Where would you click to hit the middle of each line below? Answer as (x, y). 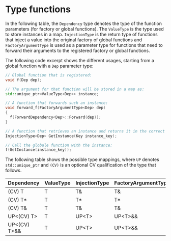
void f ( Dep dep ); (24, 80)
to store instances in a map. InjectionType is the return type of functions (81, 34)
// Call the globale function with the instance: (59, 145)
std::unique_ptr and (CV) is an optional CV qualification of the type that (81, 165)
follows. (13, 170)
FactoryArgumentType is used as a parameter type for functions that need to (84, 45)
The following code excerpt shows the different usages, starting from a (80, 60)
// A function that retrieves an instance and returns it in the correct (85, 131)
